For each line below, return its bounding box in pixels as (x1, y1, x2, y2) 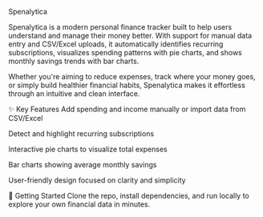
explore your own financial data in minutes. (8, 199, 151, 209)
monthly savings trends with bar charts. (8, 56, 140, 66)
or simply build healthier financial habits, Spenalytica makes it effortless (8, 80, 246, 90)
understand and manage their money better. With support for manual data (8, 31, 253, 40)
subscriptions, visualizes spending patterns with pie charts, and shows (8, 48, 243, 57)
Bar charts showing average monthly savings (8, 160, 157, 169)
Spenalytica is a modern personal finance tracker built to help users (8, 22, 233, 31)
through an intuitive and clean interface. (8, 89, 140, 98)
